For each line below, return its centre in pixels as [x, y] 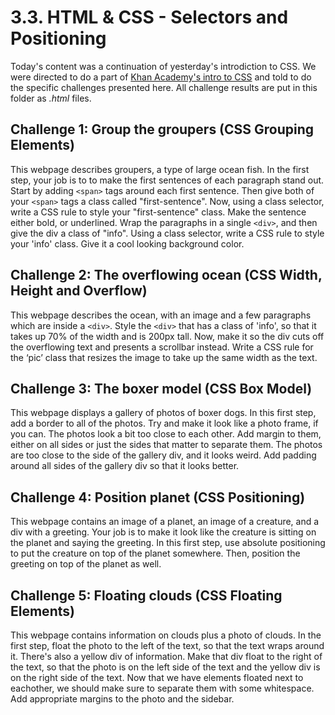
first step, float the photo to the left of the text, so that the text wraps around [167, 645]
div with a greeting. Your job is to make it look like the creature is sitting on [163, 532]
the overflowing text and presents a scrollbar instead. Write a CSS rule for [162, 347]
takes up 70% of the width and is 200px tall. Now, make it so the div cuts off [167, 336]
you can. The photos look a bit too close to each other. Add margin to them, [166, 434]
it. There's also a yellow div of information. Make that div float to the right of [166, 656]
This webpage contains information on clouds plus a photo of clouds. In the [166, 635]
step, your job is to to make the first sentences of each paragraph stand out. [167, 180]
